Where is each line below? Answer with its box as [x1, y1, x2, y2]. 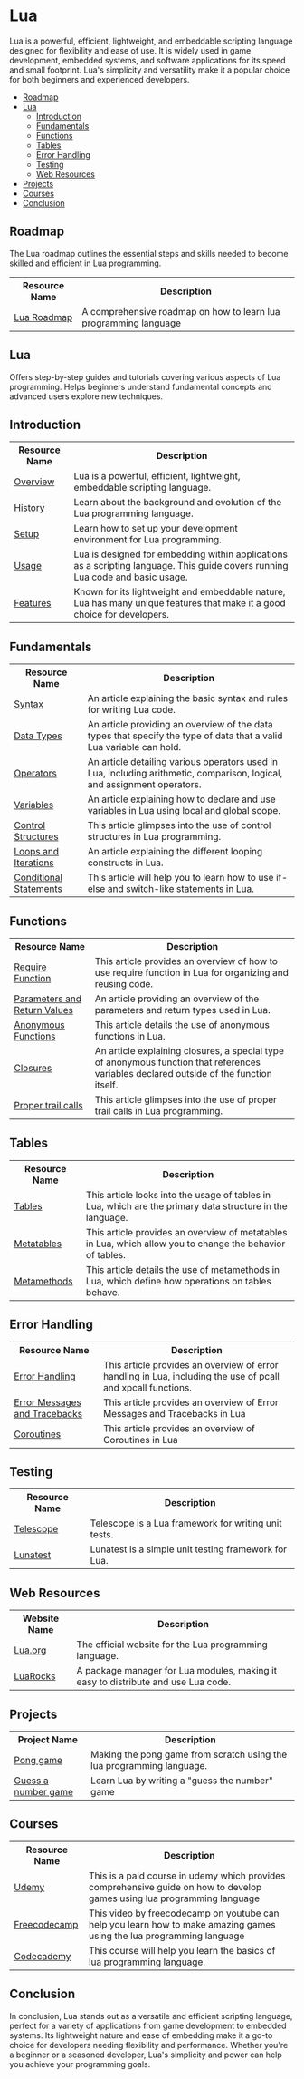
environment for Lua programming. [73, 533, 222, 546]
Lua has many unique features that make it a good [73, 597, 287, 610]
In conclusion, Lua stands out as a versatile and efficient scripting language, [9, 2010, 293, 2021]
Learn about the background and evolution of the [73, 496, 282, 509]
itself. [94, 1079, 119, 1091]
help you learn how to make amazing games [89, 1918, 276, 1930]
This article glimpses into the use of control [87, 819, 271, 832]
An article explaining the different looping [87, 845, 263, 858]
